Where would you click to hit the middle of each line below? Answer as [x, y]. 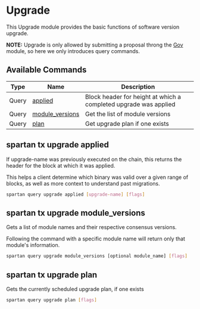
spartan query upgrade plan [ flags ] [51, 300]
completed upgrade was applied [130, 104]
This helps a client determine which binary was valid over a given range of [97, 177]
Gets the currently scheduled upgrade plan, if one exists [75, 289]
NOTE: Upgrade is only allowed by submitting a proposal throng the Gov [95, 45]
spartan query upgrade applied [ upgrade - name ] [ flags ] [76, 194]
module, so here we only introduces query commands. [73, 51]
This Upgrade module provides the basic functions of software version [93, 27]
